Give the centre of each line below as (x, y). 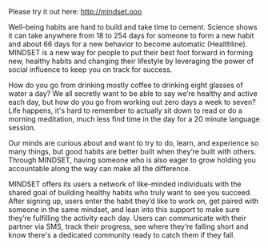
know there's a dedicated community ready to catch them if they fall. (122, 235)
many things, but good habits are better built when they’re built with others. (132, 152)
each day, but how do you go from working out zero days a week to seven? (132, 102)
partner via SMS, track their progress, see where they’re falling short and (128, 226)
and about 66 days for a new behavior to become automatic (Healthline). (128, 44)
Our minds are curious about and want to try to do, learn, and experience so (134, 143)
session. (22, 128)
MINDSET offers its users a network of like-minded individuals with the (125, 184)
